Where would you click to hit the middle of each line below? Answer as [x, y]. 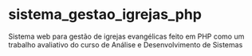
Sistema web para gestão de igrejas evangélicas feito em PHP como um [126, 36]
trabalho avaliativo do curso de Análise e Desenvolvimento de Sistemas [126, 44]
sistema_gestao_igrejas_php [105, 15]
